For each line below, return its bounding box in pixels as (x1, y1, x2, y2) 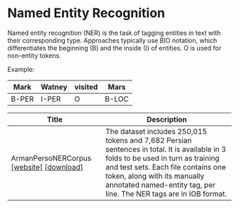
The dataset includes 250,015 (105, 126, 208, 136)
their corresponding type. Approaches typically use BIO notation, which (7, 36, 218, 44)
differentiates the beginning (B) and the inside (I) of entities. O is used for (7, 43, 222, 52)
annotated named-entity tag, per (105, 180, 216, 189)
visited (74, 82, 98, 92)
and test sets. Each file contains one (105, 162, 226, 172)
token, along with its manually (105, 171, 205, 181)
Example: (7, 65, 35, 73)
